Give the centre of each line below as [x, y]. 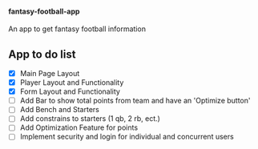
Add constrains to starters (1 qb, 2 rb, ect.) [90, 119]
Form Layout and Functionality [70, 91]
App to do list [42, 54]
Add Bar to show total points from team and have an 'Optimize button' [135, 101]
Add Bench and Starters [60, 110]
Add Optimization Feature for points [79, 127]
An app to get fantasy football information [77, 29]
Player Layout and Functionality [72, 83]
